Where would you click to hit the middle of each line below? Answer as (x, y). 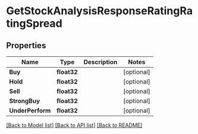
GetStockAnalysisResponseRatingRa (100, 11)
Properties (26, 45)
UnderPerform (30, 111)
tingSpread (34, 23)
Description (100, 62)
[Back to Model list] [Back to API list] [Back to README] (74, 125)
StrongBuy (25, 101)
